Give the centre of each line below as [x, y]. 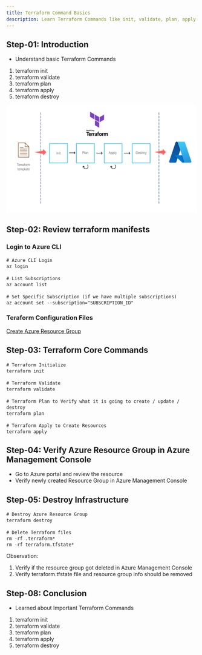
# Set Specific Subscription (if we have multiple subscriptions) [92, 297]
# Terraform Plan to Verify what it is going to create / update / [93, 401]
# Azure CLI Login [29, 260]
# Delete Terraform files [39, 533]
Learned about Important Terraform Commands [74, 608]
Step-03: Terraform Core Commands [77, 350]
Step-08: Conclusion [47, 593]
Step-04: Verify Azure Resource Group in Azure [98, 450]
